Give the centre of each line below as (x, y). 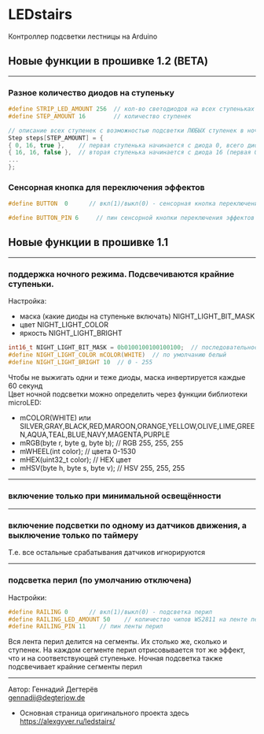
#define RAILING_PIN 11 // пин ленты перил (86, 627)
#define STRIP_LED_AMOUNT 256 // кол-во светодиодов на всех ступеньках (132, 109)
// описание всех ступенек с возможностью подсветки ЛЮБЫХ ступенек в (126, 130)
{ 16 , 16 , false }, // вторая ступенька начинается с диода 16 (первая (130, 153)
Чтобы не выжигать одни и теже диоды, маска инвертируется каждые (127, 377)
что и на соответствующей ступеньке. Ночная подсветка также (115, 658)
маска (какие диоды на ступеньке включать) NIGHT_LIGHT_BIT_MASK (137, 316)
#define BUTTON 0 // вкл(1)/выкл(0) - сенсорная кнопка (112, 204)
